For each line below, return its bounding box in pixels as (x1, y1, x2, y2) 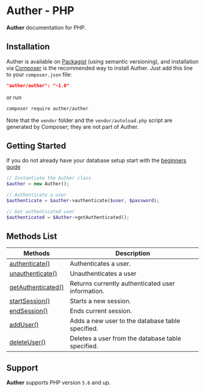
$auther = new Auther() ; (6, 181, 70, 187)
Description (115, 249, 151, 258)
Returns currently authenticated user (70, 279, 175, 288)
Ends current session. (70, 307, 132, 315)
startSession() (9, 297, 51, 305)
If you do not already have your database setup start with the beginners (6, 157, 187, 164)
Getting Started (6, 140, 67, 151)
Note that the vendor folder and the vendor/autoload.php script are (6, 117, 173, 124)
